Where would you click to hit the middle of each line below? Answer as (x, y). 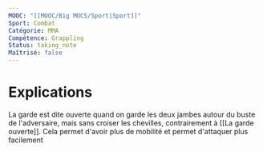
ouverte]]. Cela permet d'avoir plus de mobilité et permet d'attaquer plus (128, 131)
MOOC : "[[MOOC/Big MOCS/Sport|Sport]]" (75, 16)
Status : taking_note (43, 46)
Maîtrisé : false (35, 53)
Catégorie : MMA (34, 30)
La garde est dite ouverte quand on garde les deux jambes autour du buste (132, 114)
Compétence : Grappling (46, 38)
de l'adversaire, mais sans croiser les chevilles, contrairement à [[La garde (131, 123)
